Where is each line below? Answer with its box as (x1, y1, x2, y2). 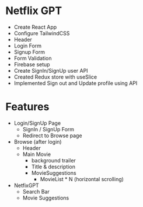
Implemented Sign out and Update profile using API (13, 79, 138, 86)
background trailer (31, 157, 76, 164)
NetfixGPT (13, 182, 39, 189)
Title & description (31, 163, 75, 170)
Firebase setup (13, 60, 50, 68)
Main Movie (22, 151, 51, 158)
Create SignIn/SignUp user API (13, 67, 88, 74)
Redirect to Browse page (22, 132, 82, 139)
